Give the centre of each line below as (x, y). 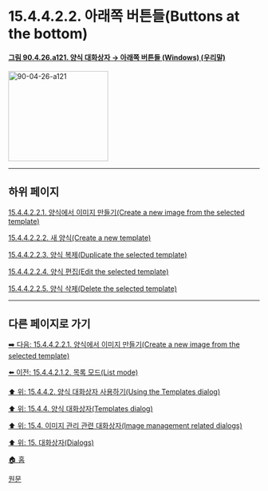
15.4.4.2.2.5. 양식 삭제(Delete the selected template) (93, 289)
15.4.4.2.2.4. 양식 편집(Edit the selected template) (89, 272)
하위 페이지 (34, 192)
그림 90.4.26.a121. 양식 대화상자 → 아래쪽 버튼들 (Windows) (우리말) (117, 57)
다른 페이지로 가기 (49, 324)
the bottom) (48, 34)
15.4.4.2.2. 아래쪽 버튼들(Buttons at (124, 16)
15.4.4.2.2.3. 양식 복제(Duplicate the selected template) (98, 255)
